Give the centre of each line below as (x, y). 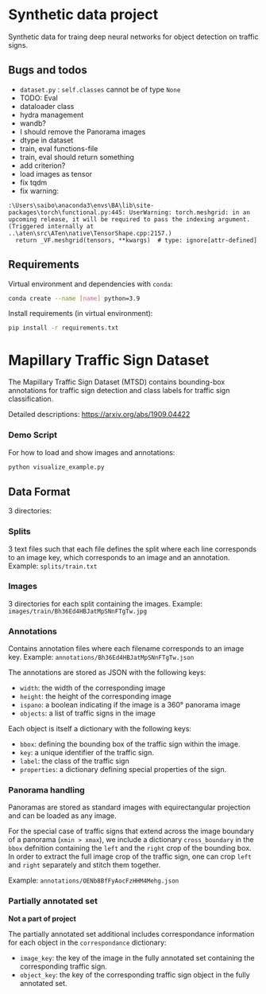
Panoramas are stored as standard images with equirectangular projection (129, 807)
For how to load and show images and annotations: (92, 452)
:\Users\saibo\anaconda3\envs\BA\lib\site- (81, 205)
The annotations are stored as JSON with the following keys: (107, 672)
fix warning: (39, 191)
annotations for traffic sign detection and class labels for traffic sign (119, 391)
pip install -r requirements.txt (64, 328)
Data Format (39, 491)
